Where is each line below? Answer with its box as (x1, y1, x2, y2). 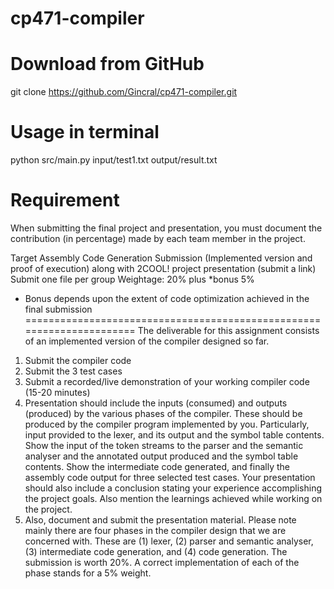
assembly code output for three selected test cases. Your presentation (24, 472, 316, 483)
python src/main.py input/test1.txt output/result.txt (10, 154, 218, 166)
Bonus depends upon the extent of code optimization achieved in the (24, 293, 310, 304)
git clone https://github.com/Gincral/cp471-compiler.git (10, 86, 238, 98)
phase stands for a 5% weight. (24, 567, 152, 579)
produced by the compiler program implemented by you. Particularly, (24, 418, 310, 430)
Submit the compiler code (24, 355, 132, 366)
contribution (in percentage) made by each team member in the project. (10, 233, 306, 244)
